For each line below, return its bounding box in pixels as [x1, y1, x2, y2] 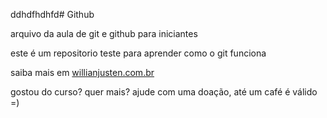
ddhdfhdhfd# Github [10, 9, 95, 20]
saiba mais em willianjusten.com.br [10, 67, 155, 78]
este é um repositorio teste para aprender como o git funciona [10, 47, 267, 59]
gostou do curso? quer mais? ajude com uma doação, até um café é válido [10, 86, 318, 98]
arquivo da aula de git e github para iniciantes [10, 28, 198, 39]
